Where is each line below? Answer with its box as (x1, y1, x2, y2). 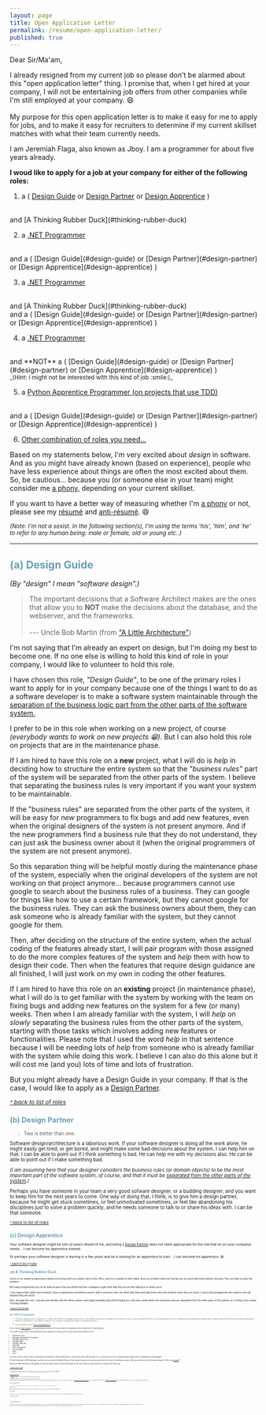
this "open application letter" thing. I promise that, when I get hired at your (9, 79, 250, 88)
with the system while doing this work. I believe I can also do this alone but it (9, 1051, 258, 1060)
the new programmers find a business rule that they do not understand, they (9, 830, 257, 839)
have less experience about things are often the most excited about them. (9, 466, 249, 477)
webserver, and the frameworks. (28, 611, 135, 621)
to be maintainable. (9, 789, 72, 799)
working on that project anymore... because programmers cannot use (9, 878, 235, 888)
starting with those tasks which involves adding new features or (9, 1026, 216, 1036)
